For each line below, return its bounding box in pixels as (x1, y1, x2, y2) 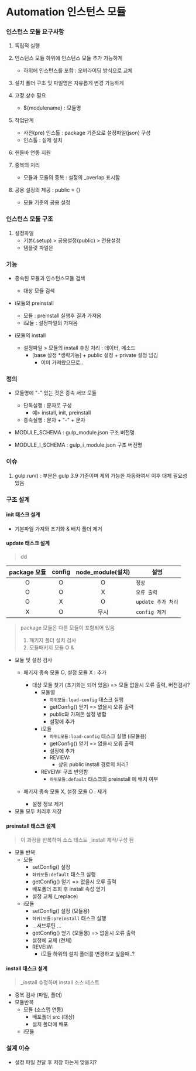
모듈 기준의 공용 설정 (23, 199, 71, 206)
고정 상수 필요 (14, 92, 46, 99)
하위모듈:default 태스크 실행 (32, 871, 96, 878)
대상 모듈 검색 (23, 287, 55, 294)
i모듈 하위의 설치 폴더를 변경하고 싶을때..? (40, 950, 135, 957)
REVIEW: (49, 754, 71, 761)
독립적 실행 (14, 42, 40, 49)
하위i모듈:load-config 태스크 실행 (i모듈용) (49, 733, 147, 739)
